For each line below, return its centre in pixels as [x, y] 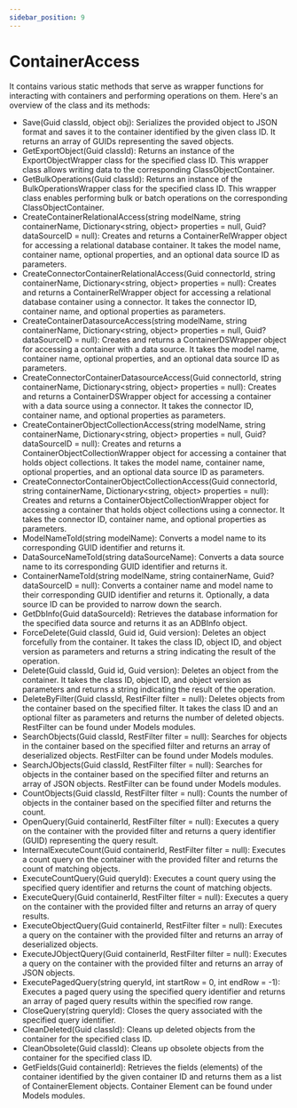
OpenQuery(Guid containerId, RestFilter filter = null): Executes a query [150, 821]
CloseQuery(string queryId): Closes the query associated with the [142, 1010]
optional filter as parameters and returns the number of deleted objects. [153, 718]
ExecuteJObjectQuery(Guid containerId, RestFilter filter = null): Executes [154, 953]
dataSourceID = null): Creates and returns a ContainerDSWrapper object [154, 340]
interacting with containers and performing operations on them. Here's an [144, 95]
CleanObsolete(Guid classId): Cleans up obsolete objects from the [143, 1048]
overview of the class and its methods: [80, 105]
